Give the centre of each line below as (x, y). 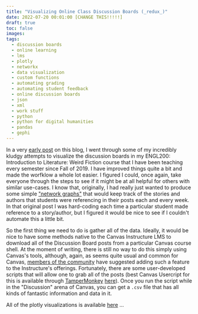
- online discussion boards (46, 94)
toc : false (20, 28)
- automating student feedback (50, 89)
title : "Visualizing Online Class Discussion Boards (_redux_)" (87, 12)
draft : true (21, 23)
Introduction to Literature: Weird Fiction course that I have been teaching (95, 162)
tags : (13, 39)
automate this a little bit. (35, 219)
